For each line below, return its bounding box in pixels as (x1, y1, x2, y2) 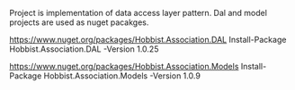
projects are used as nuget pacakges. (9, 17, 149, 28)
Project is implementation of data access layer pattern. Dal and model (9, 8, 268, 18)
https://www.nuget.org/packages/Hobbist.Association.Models (9, 61, 239, 71)
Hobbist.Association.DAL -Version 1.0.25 (9, 44, 159, 54)
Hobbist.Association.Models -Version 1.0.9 (43, 70, 201, 81)
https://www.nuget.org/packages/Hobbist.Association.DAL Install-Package (9, 35, 287, 45)
